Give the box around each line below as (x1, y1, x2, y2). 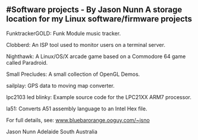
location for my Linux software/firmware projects (6, 14, 192, 24)
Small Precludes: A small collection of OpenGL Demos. (6, 71, 140, 78)
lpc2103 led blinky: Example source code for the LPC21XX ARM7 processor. (6, 93, 191, 100)
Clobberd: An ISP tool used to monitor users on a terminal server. (6, 41, 165, 48)
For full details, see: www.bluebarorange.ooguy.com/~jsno (6, 116, 150, 123)
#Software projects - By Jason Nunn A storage (6, 5, 183, 15)
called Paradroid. (6, 59, 48, 66)
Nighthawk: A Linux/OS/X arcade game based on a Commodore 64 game (6, 53, 186, 60)
